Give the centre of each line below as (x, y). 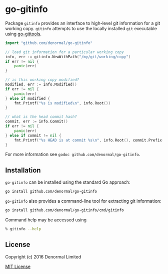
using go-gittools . (23, 34)
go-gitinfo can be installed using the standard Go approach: (68, 182)
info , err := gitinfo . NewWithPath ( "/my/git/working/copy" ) (68, 57)
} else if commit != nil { (33, 135)
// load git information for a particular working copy (64, 52)
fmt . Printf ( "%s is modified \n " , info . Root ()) (62, 103)
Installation (23, 170)
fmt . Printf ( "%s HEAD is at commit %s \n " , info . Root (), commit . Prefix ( (89, 140)
